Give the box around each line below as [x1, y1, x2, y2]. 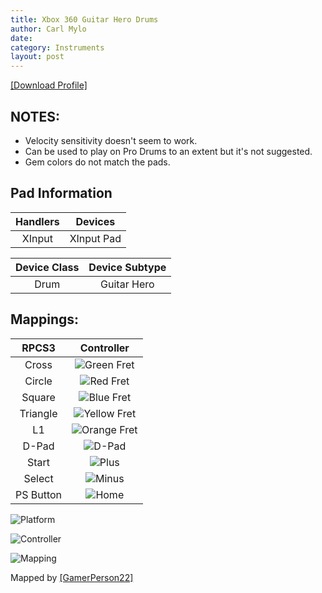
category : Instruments [10, 42, 105, 53]
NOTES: [10, 108, 61, 125]
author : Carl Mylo [10, 24, 87, 34]
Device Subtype [88, 260, 167, 274]
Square [21, 390, 56, 404]
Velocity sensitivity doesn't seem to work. [24, 134, 198, 146]
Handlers [15, 214, 60, 228]
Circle [24, 374, 53, 388]
